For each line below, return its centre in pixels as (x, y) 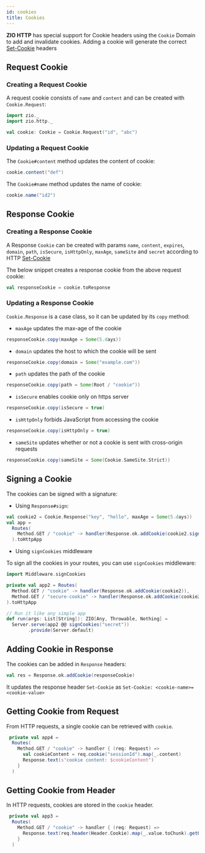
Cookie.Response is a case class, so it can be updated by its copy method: (98, 316)
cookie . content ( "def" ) (35, 172)
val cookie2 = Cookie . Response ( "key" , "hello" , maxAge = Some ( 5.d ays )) (99, 517)
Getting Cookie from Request (63, 712)
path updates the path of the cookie (60, 374)
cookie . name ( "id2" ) (31, 195)
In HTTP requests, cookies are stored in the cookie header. (80, 805)
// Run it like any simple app (46, 613)
